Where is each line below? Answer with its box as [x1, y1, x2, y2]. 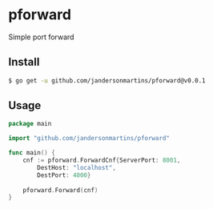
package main [8, 120, 52, 128]
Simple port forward [8, 32, 74, 42]
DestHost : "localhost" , [37, 163, 116, 171]
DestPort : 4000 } [37, 171, 91, 179]
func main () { [8, 149, 56, 157]
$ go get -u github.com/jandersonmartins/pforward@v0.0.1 [8, 76, 206, 85]
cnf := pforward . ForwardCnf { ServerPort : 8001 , [22, 156, 181, 165]
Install [8, 55, 40, 69]
